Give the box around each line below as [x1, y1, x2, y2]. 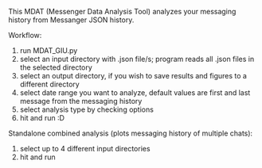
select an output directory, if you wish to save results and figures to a [19, 71, 247, 80]
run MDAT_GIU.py [19, 46, 78, 55]
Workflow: [8, 31, 42, 40]
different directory [19, 79, 80, 89]
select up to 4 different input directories [19, 144, 151, 153]
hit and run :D [19, 113, 65, 122]
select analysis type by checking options [19, 105, 154, 114]
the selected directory [19, 63, 93, 72]
